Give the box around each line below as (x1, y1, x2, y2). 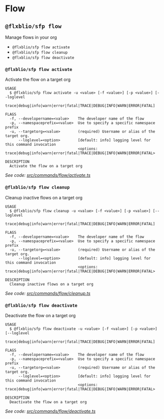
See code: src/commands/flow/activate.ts (5, 172, 91, 178)
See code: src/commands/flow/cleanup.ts (5, 290, 91, 296)
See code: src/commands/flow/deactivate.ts (5, 408, 96, 414)
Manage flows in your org (5, 34, 57, 40)
